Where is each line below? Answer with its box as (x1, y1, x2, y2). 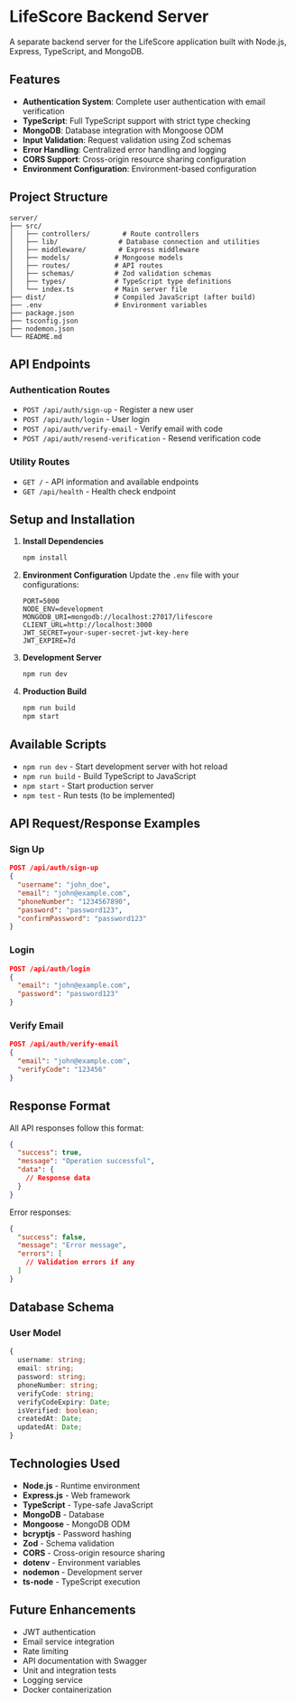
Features (9, 72, 60, 88)
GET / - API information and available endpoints (22, 476, 199, 487)
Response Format (9, 1098, 111, 1114)
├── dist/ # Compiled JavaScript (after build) (9, 292, 256, 302)
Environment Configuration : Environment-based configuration (22, 163, 257, 174)
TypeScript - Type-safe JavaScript (22, 1499, 153, 1510)
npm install (22, 553, 68, 562)
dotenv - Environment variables (22, 1556, 142, 1567)
